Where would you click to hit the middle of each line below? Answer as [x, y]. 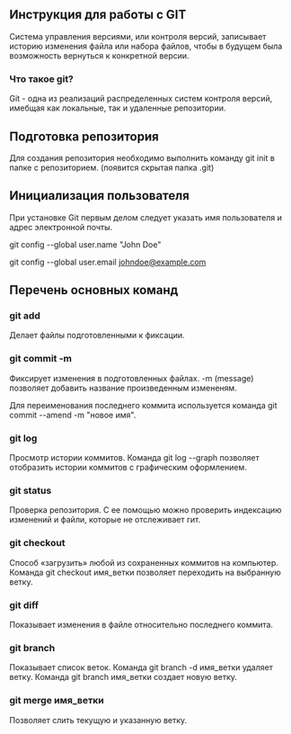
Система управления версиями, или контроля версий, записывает [138, 36]
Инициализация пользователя [100, 196]
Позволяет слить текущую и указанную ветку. [98, 720]
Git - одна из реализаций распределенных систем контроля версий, [141, 99]
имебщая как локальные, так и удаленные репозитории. [118, 108]
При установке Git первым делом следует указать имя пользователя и [146, 217]
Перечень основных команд [94, 290]
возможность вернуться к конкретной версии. [100, 55]
